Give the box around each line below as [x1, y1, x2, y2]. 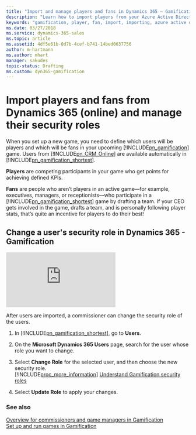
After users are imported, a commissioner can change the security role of [6, 312, 183, 319]
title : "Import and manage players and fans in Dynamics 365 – [6, 8, 163, 15]
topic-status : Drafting [6, 63, 64, 69]
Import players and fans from [6, 94, 150, 107]
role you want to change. [14, 347, 75, 354]
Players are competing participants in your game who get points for [6, 168, 169, 175]
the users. [6, 318, 30, 325]
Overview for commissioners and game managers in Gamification [6, 416, 163, 423]
